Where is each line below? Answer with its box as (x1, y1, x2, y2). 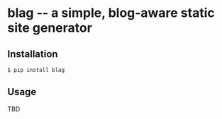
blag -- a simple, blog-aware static (7, 5, 215, 21)
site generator (7, 20, 92, 36)
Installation (7, 48, 58, 60)
